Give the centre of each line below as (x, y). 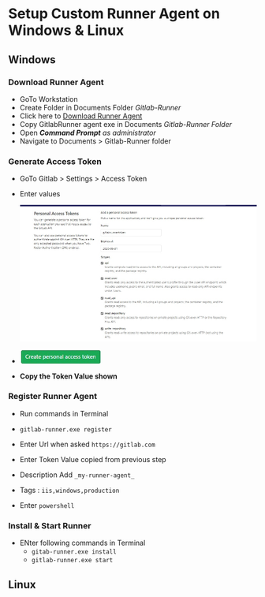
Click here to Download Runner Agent (81, 116)
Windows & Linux (66, 30)
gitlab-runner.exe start (72, 561)
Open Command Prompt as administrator (88, 132)
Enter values (40, 194)
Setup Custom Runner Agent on (114, 14)
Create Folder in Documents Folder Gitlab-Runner (100, 107)
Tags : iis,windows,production (69, 490)
